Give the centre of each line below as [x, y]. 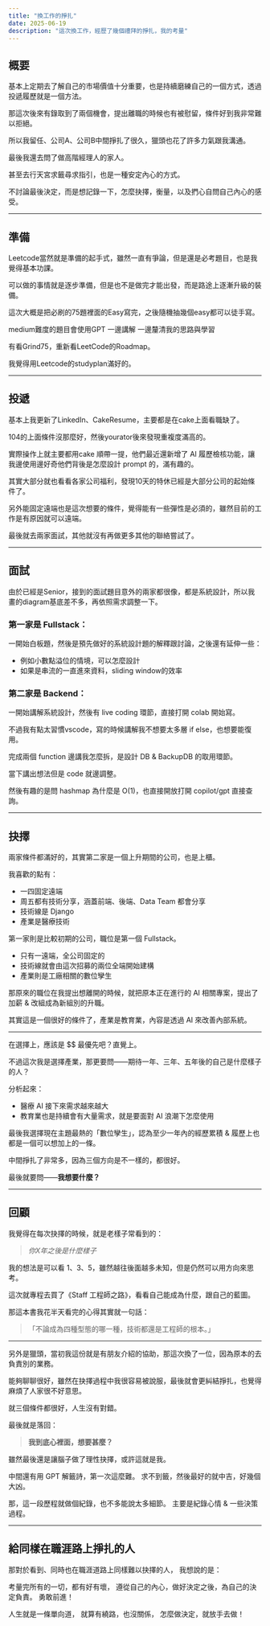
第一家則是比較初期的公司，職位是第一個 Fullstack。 [94, 938]
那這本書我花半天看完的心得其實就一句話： [79, 1312]
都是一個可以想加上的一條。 [54, 1144]
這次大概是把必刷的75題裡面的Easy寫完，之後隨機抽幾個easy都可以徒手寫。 [134, 312]
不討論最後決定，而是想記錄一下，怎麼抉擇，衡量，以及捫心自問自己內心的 [131, 192]
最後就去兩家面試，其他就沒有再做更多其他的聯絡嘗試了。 [103, 535]
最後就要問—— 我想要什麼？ [54, 1177]
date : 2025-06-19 [37, 23]
